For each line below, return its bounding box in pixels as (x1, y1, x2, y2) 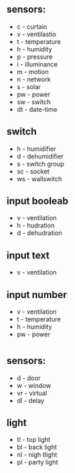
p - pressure (16, 52, 53, 61)
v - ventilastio (16, 30, 57, 38)
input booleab (6, 195, 69, 207)
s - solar (16, 82, 41, 91)
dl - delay (16, 396, 45, 404)
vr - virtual (16, 389, 48, 397)
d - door (16, 373, 41, 382)
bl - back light (16, 443, 57, 452)
